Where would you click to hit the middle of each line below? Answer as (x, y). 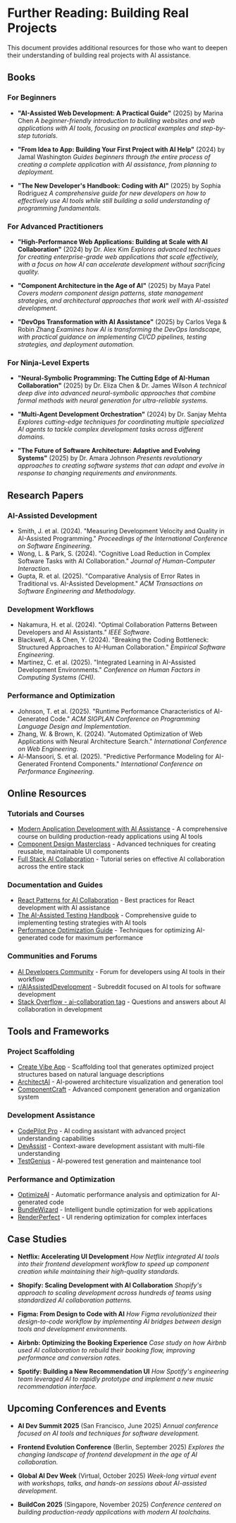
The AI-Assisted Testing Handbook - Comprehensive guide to (107, 915)
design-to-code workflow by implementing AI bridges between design (119, 1321)
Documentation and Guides (55, 885)
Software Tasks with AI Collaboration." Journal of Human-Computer (116, 561)
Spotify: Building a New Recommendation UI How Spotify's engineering (123, 1371)
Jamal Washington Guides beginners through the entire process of (114, 156)
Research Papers (45, 496)
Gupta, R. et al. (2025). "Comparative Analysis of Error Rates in (109, 576)
